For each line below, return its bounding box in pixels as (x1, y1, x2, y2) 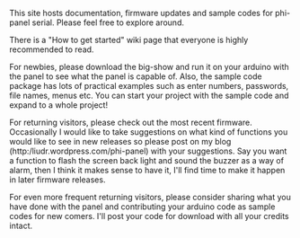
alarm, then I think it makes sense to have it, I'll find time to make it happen (9, 165, 286, 175)
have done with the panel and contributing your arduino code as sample (9, 201, 276, 212)
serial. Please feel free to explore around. (31, 17, 185, 28)
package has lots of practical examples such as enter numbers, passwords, (9, 81, 289, 91)
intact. (9, 220, 33, 231)
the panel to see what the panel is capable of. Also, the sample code (9, 71, 262, 82)
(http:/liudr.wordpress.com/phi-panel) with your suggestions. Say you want (9, 145, 287, 156)
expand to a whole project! (9, 100, 109, 110)
